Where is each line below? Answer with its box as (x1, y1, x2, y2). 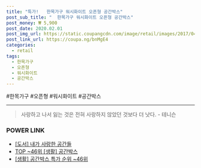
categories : (6, 42, 36, 48)
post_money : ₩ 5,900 (6, 20, 58, 26)
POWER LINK (6, 126, 45, 135)
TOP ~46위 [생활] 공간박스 (14, 148, 78, 155)
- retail (11, 48, 33, 54)
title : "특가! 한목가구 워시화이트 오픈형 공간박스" (6, 8, 123, 15)
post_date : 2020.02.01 (6, 25, 63, 32)
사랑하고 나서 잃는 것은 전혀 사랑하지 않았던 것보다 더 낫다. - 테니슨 (20, 111, 176, 118)
